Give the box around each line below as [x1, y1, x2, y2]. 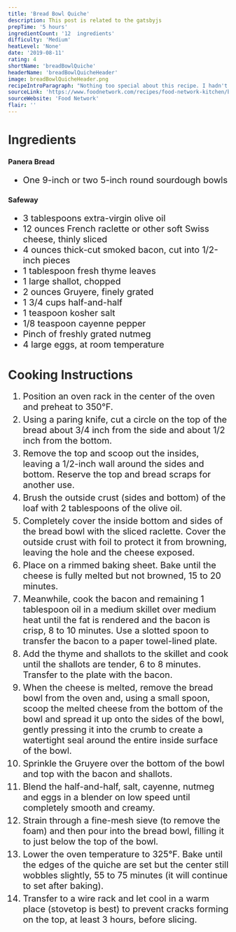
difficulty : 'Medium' [8, 36, 71, 44]
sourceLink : [8, 88, 43, 95]
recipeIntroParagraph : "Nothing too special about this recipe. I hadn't [8, 82, 228, 89]
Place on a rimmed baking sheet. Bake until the [22, 559, 216, 571]
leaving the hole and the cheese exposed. [22, 547, 195, 558]
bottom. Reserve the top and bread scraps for [22, 468, 211, 480]
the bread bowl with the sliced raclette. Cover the [22, 526, 226, 537]
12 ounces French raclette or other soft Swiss [22, 222, 209, 234]
